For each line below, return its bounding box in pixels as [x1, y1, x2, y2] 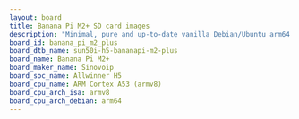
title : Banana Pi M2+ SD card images [9, 21, 150, 30]
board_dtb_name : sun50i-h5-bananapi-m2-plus [9, 47, 178, 55]
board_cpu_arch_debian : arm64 [9, 96, 123, 106]
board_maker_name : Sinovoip [9, 64, 115, 72]
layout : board [9, 13, 63, 22]
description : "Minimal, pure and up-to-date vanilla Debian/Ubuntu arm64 [9, 30, 291, 38]
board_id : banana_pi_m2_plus [9, 38, 118, 47]
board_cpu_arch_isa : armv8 [9, 88, 110, 97]
